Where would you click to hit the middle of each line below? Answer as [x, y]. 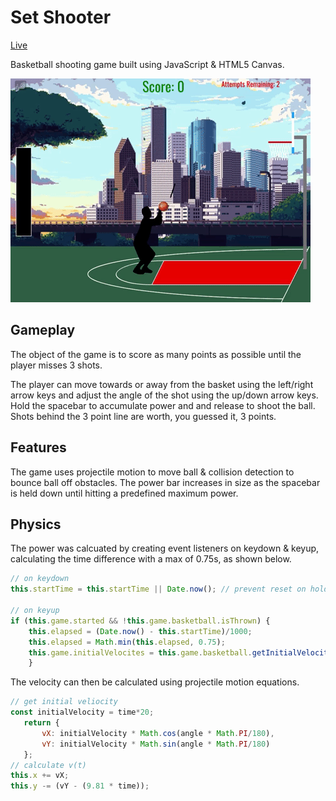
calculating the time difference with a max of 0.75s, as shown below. [151, 559]
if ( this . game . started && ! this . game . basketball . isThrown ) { [140, 621]
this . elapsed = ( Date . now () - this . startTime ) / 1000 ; [140, 631]
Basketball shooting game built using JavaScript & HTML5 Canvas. [147, 64]
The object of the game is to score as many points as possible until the [156, 354]
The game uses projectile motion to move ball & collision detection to [152, 472]
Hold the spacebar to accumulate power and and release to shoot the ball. [163, 405]
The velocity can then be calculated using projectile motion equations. [155, 682]
